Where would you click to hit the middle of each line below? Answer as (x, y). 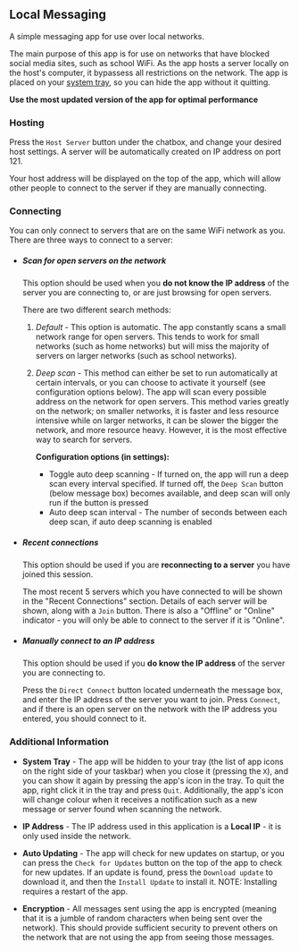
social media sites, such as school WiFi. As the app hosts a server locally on (149, 63)
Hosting (27, 123)
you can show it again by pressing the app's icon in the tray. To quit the (153, 780)
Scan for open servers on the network (94, 260)
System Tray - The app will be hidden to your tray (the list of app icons (153, 761)
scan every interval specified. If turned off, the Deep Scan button (166, 484)
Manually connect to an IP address (88, 641)
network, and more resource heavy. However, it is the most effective (161, 430)
